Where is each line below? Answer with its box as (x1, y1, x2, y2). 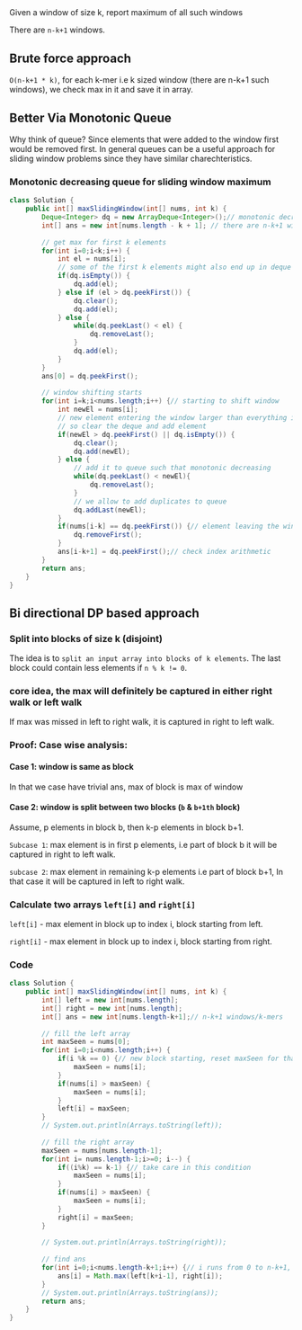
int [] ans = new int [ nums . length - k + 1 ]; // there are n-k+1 (41, 220, 284, 230)
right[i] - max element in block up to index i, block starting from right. (9, 936, 272, 947)
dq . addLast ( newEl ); (73, 505, 147, 514)
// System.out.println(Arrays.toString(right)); (41, 1238, 227, 1247)
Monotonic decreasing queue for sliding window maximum (9, 175, 271, 188)
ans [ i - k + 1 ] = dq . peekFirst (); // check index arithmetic (57, 548, 271, 557)
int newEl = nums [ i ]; (57, 405, 139, 415)
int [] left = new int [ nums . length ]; (41, 995, 179, 1005)
